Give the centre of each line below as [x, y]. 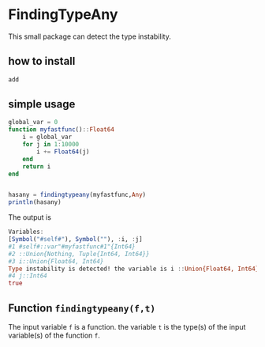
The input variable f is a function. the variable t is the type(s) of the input [127, 327]
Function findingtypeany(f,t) [82, 308]
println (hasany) [35, 202]
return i [37, 166]
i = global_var [47, 137]
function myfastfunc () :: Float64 [61, 130]
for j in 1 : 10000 [51, 145]
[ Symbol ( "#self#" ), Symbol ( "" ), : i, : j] [76, 240]
